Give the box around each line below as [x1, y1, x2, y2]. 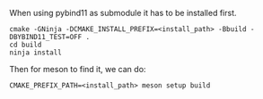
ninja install [9, 48, 63, 57]
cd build [9, 40, 42, 49]
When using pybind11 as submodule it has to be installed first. [9, 8, 237, 18]
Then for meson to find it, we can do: [9, 64, 146, 74]
